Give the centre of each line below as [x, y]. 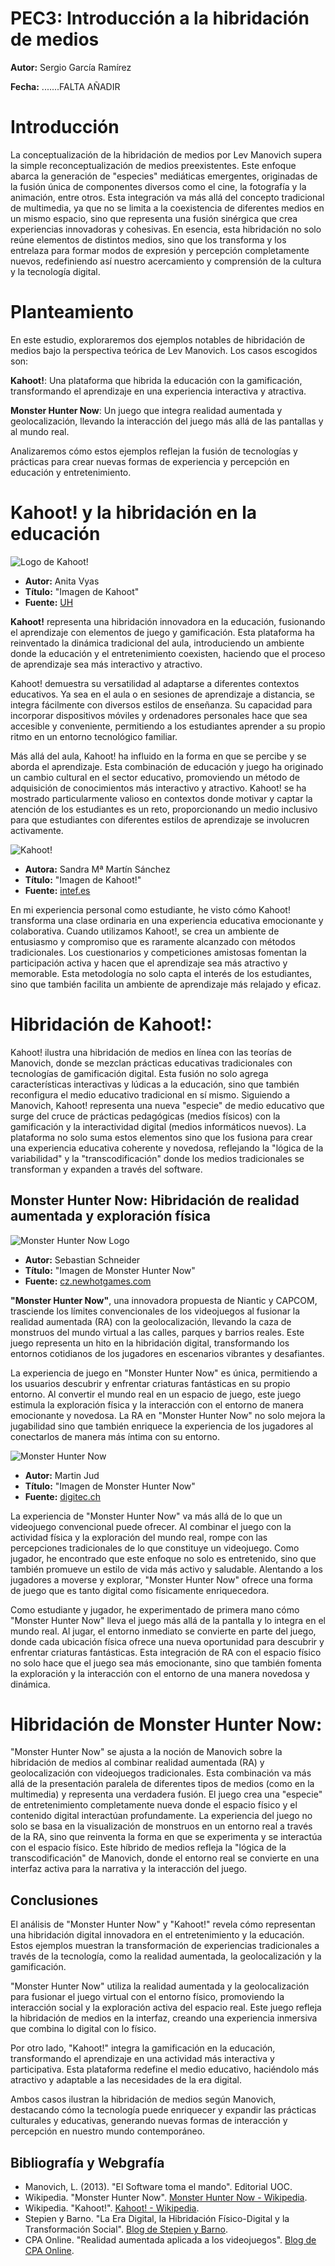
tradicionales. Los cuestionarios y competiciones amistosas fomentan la [158, 952]
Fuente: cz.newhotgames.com [88, 1281]
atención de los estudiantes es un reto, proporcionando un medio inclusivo [164, 809]
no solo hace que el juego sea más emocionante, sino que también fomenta [166, 1663]
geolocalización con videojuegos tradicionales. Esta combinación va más [161, 1773]
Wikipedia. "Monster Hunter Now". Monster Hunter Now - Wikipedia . [166, 2198]
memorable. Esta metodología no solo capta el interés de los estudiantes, [161, 973]
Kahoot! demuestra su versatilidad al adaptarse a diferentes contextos [155, 683]
